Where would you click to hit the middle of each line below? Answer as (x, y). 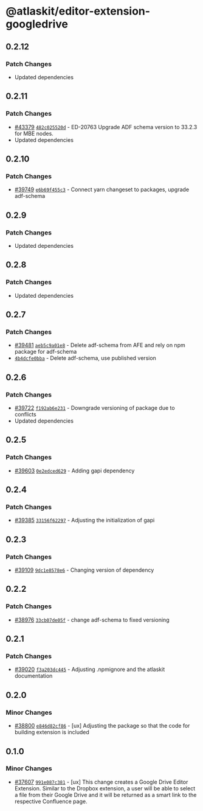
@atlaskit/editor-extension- (78, 11)
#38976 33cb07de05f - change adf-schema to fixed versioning (92, 620)
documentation (33, 676)
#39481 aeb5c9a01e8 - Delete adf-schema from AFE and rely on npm (100, 345)
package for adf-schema (46, 352)
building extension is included (52, 732)
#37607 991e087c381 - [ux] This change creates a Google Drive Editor (101, 782)
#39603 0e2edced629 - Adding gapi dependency (74, 471)
